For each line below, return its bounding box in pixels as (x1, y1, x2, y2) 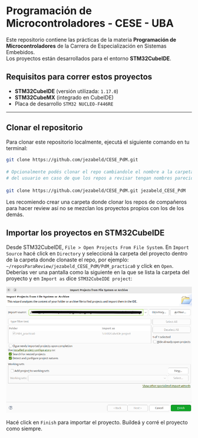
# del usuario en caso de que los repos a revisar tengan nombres (6, 175, 173, 181)
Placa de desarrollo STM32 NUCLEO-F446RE (14, 100, 114, 107)
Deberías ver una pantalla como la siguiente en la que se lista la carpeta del (6, 268, 190, 276)
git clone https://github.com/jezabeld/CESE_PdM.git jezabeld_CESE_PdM (6, 187, 186, 194)
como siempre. (6, 425, 42, 432)
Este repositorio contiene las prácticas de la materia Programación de (6, 36, 177, 43)
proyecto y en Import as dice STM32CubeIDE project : (6, 275, 133, 282)
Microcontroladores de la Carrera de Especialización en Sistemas (6, 42, 167, 49)
